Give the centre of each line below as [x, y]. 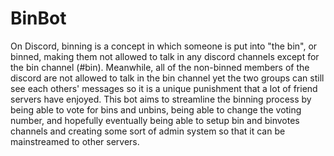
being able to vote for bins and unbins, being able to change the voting [156, 109]
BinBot [38, 18]
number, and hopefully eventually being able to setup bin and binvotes [155, 120]
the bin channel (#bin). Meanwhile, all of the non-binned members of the [160, 67]
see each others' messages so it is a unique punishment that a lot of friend [164, 88]
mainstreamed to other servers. [75, 141]
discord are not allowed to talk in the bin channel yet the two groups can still [167, 78]
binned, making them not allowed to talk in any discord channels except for [165, 56]
